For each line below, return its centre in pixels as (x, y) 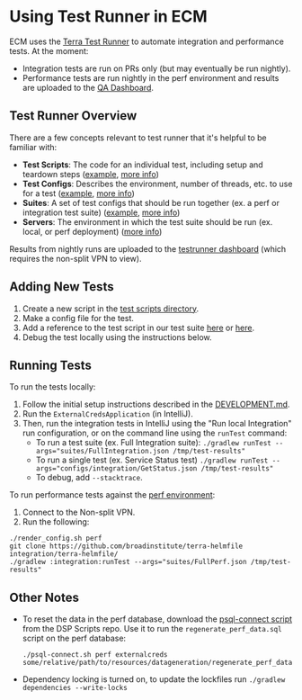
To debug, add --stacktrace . (89, 478)
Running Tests (50, 365)
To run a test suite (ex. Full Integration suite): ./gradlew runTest (153, 443)
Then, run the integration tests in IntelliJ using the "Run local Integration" (157, 424)
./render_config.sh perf (56, 538)
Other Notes (44, 597)
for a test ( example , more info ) (78, 193)
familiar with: (33, 147)
